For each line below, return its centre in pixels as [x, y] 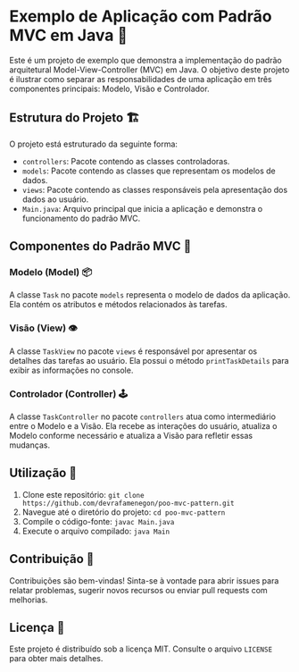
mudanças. [30, 445]
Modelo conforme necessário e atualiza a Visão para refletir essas [131, 436]
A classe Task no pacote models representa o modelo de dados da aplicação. [150, 295]
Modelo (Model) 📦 [50, 273]
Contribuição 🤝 [52, 559]
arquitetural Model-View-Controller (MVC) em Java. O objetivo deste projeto [149, 70]
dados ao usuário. [55, 199]
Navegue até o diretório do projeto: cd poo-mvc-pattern [124, 512]
